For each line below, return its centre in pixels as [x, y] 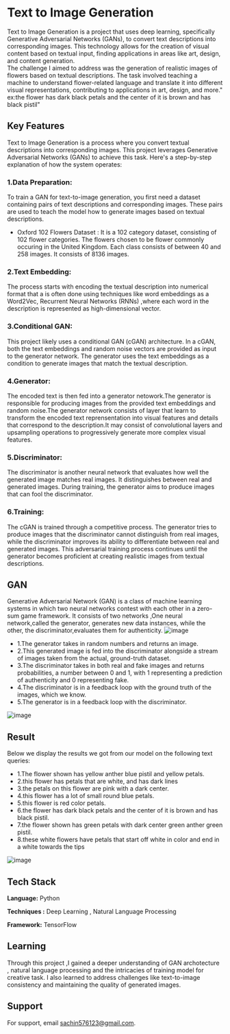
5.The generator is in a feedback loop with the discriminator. [102, 702]
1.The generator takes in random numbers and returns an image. [107, 644]
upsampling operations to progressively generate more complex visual [106, 432]
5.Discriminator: [35, 457]
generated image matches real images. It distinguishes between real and [110, 480]
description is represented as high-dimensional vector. [84, 309]
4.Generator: [29, 381]
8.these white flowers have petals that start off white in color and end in [118, 840]
